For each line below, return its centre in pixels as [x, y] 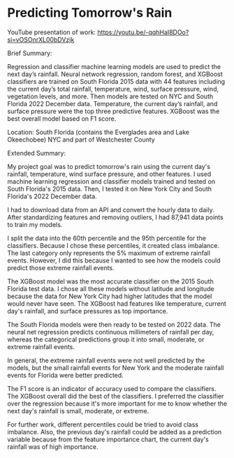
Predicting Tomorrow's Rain [90, 13]
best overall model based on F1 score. [62, 118]
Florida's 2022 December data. [52, 196]
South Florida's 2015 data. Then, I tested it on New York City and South [109, 189]
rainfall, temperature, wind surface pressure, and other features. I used [109, 174]
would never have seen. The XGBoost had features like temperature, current [117, 303]
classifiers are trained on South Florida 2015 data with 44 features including [116, 81]
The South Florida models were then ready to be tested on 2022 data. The [114, 324]
